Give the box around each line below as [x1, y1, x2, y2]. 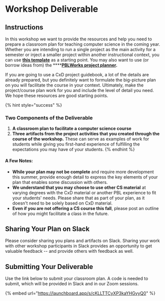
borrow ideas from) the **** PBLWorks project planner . [5, 62, 118, 68]
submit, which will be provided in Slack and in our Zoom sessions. [5, 281, 139, 287]
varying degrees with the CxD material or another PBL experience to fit [12, 189, 157, 195]
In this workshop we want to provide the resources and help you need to [5, 36, 152, 42]
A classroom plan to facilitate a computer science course [12, 125, 132, 131]
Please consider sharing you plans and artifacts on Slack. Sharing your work [5, 238, 160, 244]
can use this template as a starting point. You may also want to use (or [5, 57, 149, 62]
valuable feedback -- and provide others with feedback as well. [5, 248, 134, 254]
